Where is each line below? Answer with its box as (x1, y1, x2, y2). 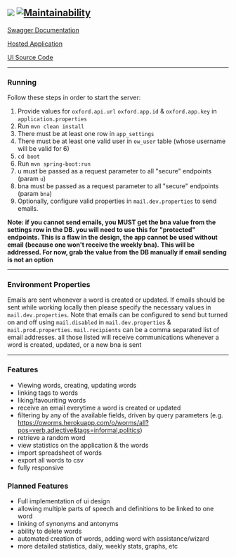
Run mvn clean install (17, 122, 84, 130)
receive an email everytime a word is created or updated (17, 403, 181, 412)
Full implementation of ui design (17, 497, 110, 505)
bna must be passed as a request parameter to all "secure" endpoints (17, 182, 219, 190)
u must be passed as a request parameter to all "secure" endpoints (17, 167, 212, 176)
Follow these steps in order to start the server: (7, 93, 141, 102)
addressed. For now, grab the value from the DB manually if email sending (7, 248, 227, 257)
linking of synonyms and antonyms (17, 520, 119, 527)
